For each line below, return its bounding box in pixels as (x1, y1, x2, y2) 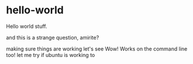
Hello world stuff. (6, 23, 47, 30)
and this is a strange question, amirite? (6, 34, 99, 41)
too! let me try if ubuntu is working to (6, 51, 95, 58)
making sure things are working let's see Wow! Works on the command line (6, 45, 188, 52)
